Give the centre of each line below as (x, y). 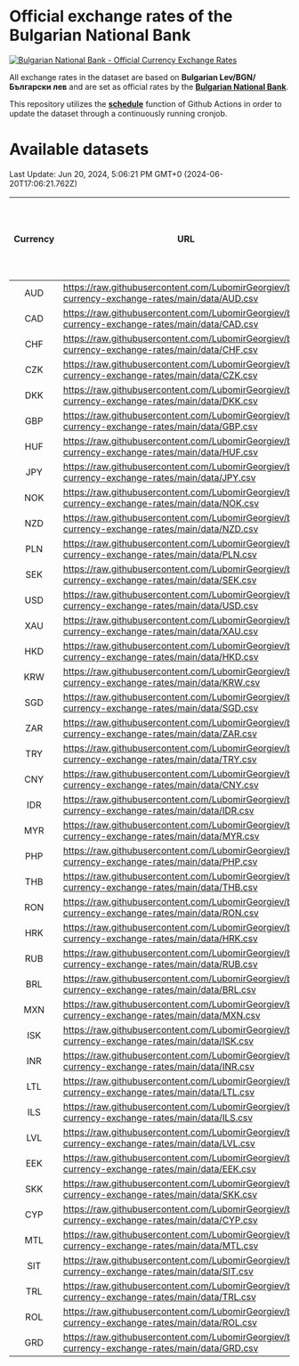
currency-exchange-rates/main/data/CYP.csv (160, 1220)
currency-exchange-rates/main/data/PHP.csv (160, 861)
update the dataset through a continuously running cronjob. (118, 113)
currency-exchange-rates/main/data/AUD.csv (161, 298)
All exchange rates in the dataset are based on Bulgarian (113, 77)
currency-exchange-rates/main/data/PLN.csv (160, 554)
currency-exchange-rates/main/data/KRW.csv (162, 682)
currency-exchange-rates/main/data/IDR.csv (158, 810)
